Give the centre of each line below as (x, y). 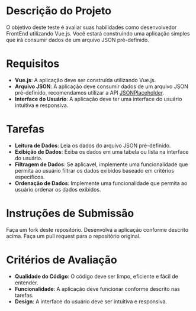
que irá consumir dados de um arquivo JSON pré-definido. (78, 40)
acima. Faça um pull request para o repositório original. (73, 236)
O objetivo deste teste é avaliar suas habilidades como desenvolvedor (91, 27)
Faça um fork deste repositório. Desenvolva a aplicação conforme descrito (97, 229)
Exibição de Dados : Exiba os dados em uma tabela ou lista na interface (102, 151)
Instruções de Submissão (70, 213)
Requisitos (33, 64)
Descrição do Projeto (59, 11)
